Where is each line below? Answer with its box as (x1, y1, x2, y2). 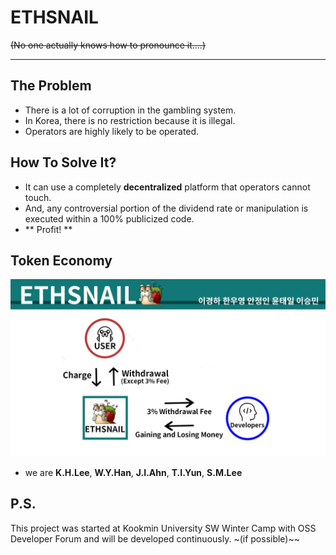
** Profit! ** (24, 223, 73, 235)
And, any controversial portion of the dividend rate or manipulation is (24, 202, 309, 214)
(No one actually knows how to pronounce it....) (10, 39, 206, 51)
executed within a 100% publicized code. (24, 212, 195, 225)
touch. (24, 191, 52, 203)
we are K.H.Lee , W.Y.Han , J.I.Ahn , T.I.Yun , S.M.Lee (24, 466, 243, 478)
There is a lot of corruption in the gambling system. (24, 104, 237, 116)
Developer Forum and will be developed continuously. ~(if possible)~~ (10, 532, 301, 545)
